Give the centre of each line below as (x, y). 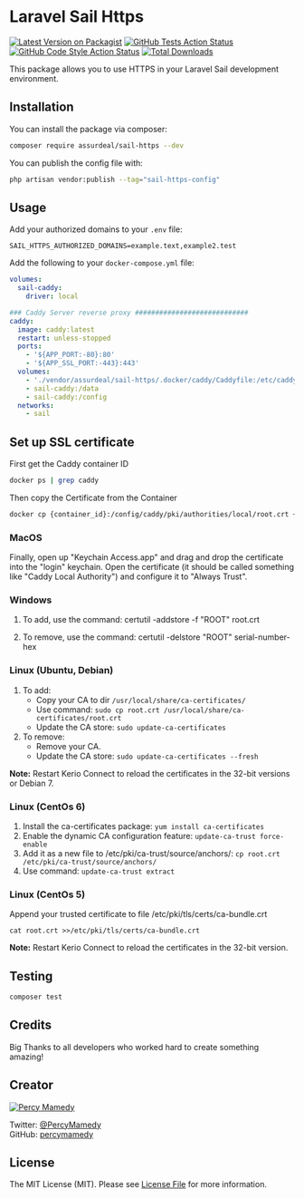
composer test (36, 997)
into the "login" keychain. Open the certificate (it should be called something (152, 567)
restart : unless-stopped (64, 338)
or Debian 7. (32, 783)
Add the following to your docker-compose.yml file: (102, 263)
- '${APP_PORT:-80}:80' (71, 355)
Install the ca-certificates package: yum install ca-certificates (143, 826)
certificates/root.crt (79, 718)
